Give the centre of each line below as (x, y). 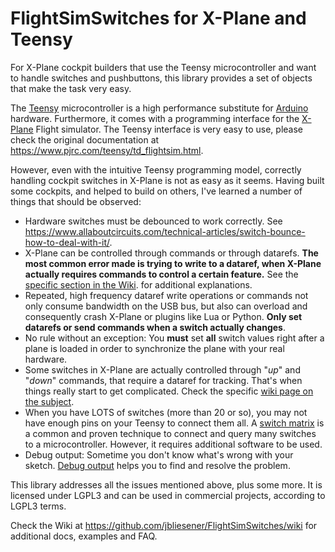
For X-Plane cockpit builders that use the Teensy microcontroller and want (163, 67)
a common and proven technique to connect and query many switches (170, 433)
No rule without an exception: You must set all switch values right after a (174, 338)
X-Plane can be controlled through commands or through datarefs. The (171, 253)
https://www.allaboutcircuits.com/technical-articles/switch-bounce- (165, 231)
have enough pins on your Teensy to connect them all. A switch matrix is (174, 423)
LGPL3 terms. (38, 506)
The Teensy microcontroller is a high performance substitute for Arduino (159, 108)
